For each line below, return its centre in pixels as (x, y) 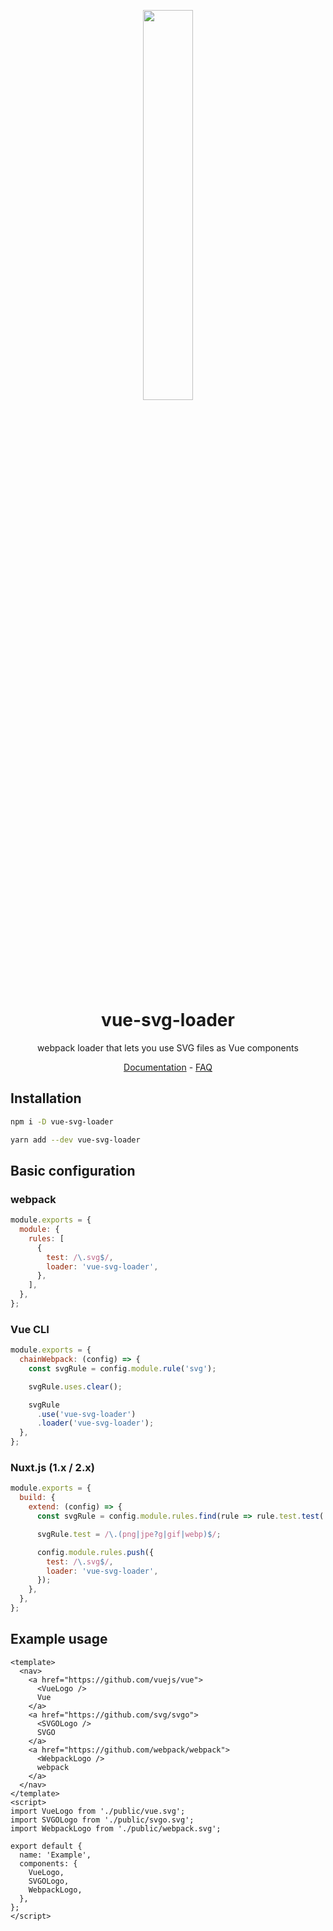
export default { (46, 1846)
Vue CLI (30, 1329)
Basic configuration (73, 1170)
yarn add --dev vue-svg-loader (75, 1140)
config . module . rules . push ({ (95, 1552)
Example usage (59, 1639)
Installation (46, 1098)
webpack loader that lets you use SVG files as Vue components (168, 1047)
